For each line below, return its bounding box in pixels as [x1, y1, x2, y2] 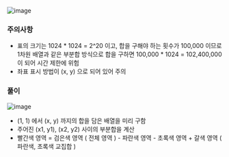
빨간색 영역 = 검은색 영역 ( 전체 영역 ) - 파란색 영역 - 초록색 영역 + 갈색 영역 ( [16, 134, 222, 142]
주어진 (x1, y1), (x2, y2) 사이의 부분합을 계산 [16, 125, 135, 133]
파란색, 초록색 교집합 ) [16, 142, 77, 150]
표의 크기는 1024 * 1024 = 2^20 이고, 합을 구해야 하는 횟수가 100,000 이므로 [16, 42, 222, 50]
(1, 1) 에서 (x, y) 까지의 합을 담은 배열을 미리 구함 [16, 117, 146, 125]
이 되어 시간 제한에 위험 [16, 59, 80, 67]
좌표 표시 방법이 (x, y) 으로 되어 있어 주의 [16, 67, 126, 75]
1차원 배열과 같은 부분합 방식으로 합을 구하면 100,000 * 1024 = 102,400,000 [16, 50, 222, 58]
